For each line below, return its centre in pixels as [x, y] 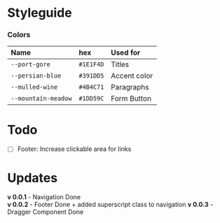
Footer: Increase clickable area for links [74, 149]
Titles [120, 64]
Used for [126, 52]
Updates [33, 178]
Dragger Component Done [46, 212]
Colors [19, 35]
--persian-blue [36, 76]
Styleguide [40, 13]
